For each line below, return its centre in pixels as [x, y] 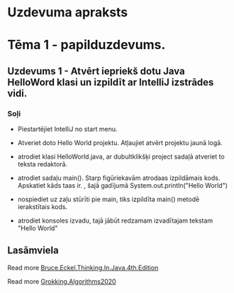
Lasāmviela [33, 251]
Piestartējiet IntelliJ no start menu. [68, 129]
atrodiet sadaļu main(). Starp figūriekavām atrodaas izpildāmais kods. [119, 178]
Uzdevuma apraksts [68, 12]
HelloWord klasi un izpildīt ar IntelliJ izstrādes [111, 82]
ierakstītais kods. [43, 207]
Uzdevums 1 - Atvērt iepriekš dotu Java [96, 71]
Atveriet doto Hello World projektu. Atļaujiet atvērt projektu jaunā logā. [120, 143]
